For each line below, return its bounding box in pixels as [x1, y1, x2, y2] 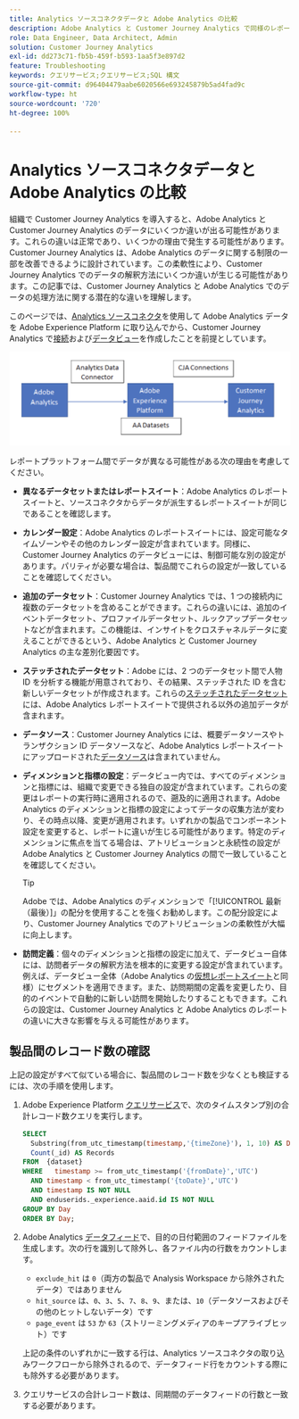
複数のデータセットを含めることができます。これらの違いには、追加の [21, 602, 280, 612]
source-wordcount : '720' [9, 99, 102, 108]
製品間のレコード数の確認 [9, 1044, 150, 1059]
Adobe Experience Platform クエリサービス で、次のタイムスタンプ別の [21, 1099, 282, 1110]
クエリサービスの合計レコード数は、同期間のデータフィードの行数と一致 [21, 1389, 288, 1399]
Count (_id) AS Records [30, 1148, 115, 1158]
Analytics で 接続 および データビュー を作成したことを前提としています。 [9, 333, 271, 344]
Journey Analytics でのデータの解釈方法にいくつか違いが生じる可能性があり [9, 270, 289, 280]
